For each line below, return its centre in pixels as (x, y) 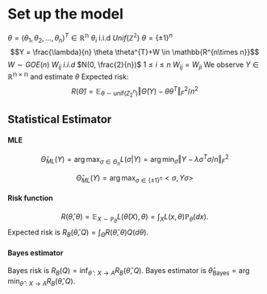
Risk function (30, 198)
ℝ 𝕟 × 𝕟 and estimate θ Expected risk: (68, 76)
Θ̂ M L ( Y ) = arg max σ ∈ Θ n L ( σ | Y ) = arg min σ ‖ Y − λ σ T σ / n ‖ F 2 (135, 160)
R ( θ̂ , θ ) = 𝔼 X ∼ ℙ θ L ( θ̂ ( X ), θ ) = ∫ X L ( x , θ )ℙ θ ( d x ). (135, 218)
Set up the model (66, 14)
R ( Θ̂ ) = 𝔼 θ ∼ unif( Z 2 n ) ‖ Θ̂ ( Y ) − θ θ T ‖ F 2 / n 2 (135, 92)
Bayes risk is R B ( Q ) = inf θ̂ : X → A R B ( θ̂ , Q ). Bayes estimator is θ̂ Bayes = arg (129, 271)
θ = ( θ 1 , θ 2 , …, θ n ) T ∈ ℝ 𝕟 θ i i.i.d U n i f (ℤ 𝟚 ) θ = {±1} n (90, 38)
